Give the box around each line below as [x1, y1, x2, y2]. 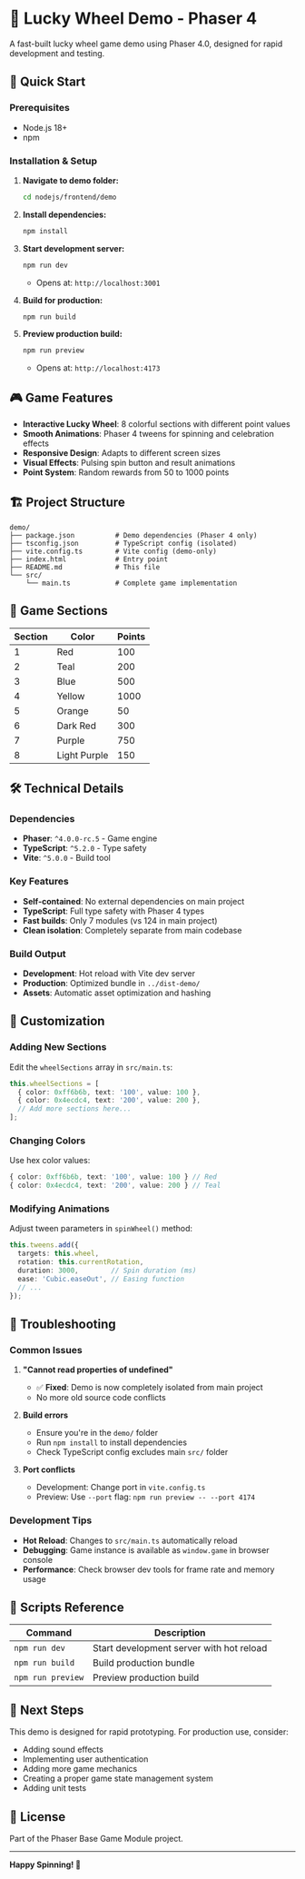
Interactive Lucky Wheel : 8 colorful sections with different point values [22, 419, 290, 430]
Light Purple [56, 748, 109, 761]
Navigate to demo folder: [22, 174, 120, 185]
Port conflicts [22, 1464, 75, 1475]
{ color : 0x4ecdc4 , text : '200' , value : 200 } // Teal [9, 1181, 221, 1191]
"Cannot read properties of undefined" [22, 1364, 174, 1375]
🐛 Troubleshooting [9, 1316, 116, 1331]
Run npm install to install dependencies [35, 1437, 188, 1448]
